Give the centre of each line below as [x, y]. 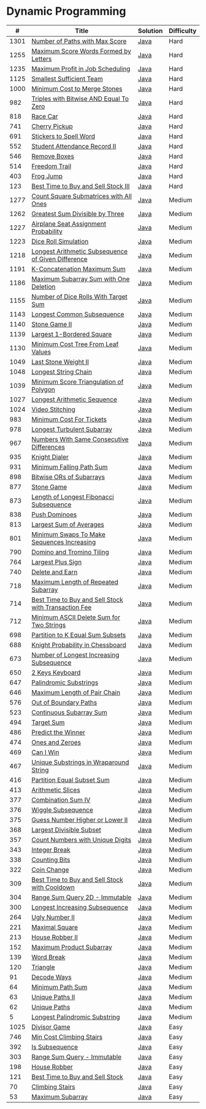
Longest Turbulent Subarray [72, 429]
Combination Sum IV [61, 800]
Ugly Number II [53, 917]
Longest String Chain [62, 371]
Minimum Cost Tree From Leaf [75, 344]
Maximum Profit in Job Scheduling [81, 69]
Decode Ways [51, 977]
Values [41, 352]
